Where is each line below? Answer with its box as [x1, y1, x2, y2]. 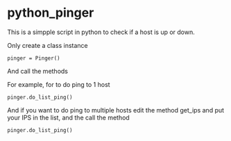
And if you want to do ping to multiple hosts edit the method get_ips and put [7, 106, 224, 114]
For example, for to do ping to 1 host [7, 80, 110, 88]
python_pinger [7, 5, 94, 21]
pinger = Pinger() [7, 54, 60, 62]
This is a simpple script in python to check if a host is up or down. [7, 28, 196, 36]
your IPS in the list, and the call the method [7, 113, 130, 122]
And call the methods [7, 67, 68, 75]
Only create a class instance [7, 41, 88, 49]
